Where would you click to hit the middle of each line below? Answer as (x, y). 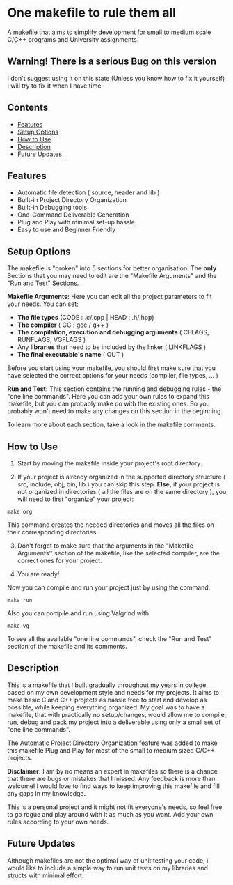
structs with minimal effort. (46, 875)
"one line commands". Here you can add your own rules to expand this (109, 397)
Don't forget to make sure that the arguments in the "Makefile (105, 546)
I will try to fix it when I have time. (55, 86)
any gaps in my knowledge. (47, 793)
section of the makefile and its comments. (67, 646)
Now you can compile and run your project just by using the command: (109, 587)
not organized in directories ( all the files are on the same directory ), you (122, 492)
